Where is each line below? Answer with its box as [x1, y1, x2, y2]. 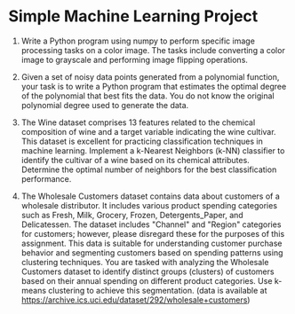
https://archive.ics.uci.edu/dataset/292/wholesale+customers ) [20, 294, 251, 305]
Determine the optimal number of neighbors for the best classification [20, 164, 277, 175]
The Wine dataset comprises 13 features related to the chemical [20, 117, 256, 128]
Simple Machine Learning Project [8, 6, 259, 27]
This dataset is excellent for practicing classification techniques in [20, 136, 263, 146]
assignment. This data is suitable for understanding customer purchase [20, 238, 283, 248]
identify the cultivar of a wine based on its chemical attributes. [20, 154, 250, 165]
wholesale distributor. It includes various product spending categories [20, 200, 277, 210]
